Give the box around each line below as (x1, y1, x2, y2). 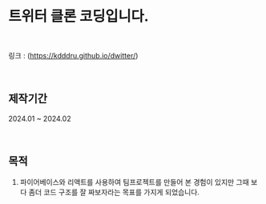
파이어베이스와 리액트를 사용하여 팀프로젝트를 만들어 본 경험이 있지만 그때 (19, 177, 250, 186)
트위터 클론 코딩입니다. (8, 7, 150, 26)
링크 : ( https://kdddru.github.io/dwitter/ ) (8, 50, 139, 60)
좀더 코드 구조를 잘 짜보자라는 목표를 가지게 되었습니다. (28, 187, 200, 197)
